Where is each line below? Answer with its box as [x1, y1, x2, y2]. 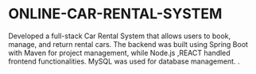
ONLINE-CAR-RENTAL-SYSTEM [8, 5, 223, 23]
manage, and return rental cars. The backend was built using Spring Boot [8, 39, 249, 49]
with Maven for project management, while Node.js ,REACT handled [8, 48, 231, 57]
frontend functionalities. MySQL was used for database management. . [8, 56, 240, 66]
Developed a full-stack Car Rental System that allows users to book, [8, 31, 231, 41]
